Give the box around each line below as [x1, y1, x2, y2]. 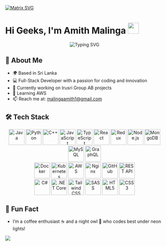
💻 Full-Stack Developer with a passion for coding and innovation [12, 77, 147, 83]
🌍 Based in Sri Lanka [12, 70, 57, 76]
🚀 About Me [5, 56, 43, 65]
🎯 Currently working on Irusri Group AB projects [12, 85, 112, 91]
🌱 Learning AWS [12, 90, 47, 96]
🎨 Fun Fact [5, 205, 39, 213]
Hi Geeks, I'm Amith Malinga [5, 25, 126, 36]
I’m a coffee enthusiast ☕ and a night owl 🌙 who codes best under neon [12, 218, 161, 224]
